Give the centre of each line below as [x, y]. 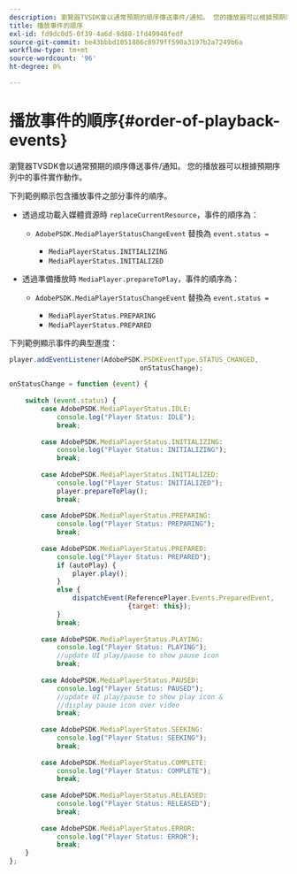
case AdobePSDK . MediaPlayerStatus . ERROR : [118, 828]
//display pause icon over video [118, 705]
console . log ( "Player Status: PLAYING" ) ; [132, 648]
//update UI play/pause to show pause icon [137, 655]
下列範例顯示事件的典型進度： [63, 342]
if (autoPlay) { [86, 565]
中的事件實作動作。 [51, 177]
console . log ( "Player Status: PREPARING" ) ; [136, 524]
